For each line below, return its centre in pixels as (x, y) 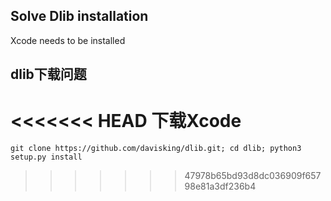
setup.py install (46, 157)
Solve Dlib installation (79, 16)
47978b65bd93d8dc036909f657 (253, 176)
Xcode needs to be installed (68, 40)
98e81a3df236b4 (220, 186)
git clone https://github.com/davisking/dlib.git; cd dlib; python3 (156, 149)
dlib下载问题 (48, 74)
